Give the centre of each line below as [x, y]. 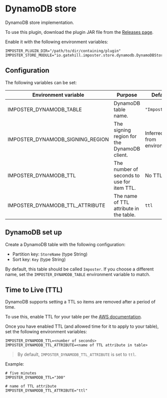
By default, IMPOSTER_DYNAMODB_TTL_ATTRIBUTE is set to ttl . [77, 355]
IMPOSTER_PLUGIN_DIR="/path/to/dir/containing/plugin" [63, 51]
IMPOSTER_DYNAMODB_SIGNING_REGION [58, 139]
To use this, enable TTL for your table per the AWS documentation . [74, 317]
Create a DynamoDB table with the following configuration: [65, 244]
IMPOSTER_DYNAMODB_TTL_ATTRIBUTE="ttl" [46, 391]
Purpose [127, 95]
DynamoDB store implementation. [40, 22]
